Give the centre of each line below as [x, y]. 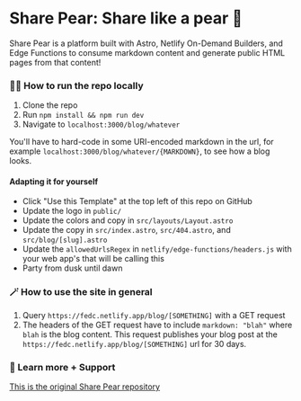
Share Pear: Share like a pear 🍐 [126, 18]
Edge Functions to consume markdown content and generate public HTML [147, 52]
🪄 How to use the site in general [81, 292]
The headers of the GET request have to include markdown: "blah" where [157, 325]
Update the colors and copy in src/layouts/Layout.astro [128, 220]
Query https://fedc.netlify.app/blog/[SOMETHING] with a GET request [154, 315]
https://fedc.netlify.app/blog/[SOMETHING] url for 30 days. [134, 343]
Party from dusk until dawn [72, 268]
